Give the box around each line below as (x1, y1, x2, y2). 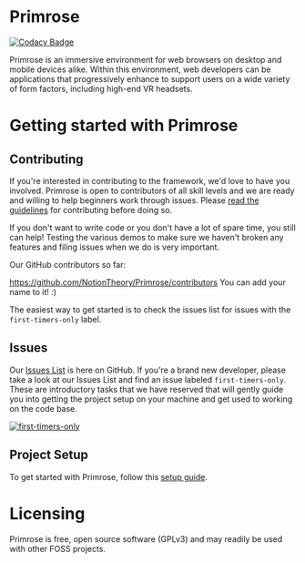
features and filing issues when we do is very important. (9, 241, 220, 252)
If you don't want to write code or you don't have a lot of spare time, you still (9, 221, 296, 233)
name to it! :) (9, 286, 57, 297)
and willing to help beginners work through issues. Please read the (9, 194, 259, 206)
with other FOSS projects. (9, 543, 107, 554)
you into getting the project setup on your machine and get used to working (9, 394, 293, 404)
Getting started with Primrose (9, 116, 239, 136)
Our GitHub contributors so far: (9, 259, 126, 270)
